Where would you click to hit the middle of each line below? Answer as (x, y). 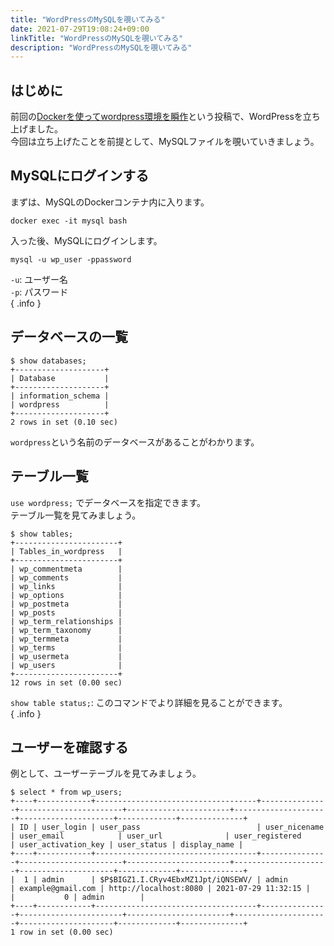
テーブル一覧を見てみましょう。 (76, 515)
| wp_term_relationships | (66, 621)
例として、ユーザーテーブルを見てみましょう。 (106, 773)
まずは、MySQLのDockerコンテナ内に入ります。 (110, 202)
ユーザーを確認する (69, 747)
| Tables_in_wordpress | (66, 551)
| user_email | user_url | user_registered (156, 836)
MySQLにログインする (80, 176)
